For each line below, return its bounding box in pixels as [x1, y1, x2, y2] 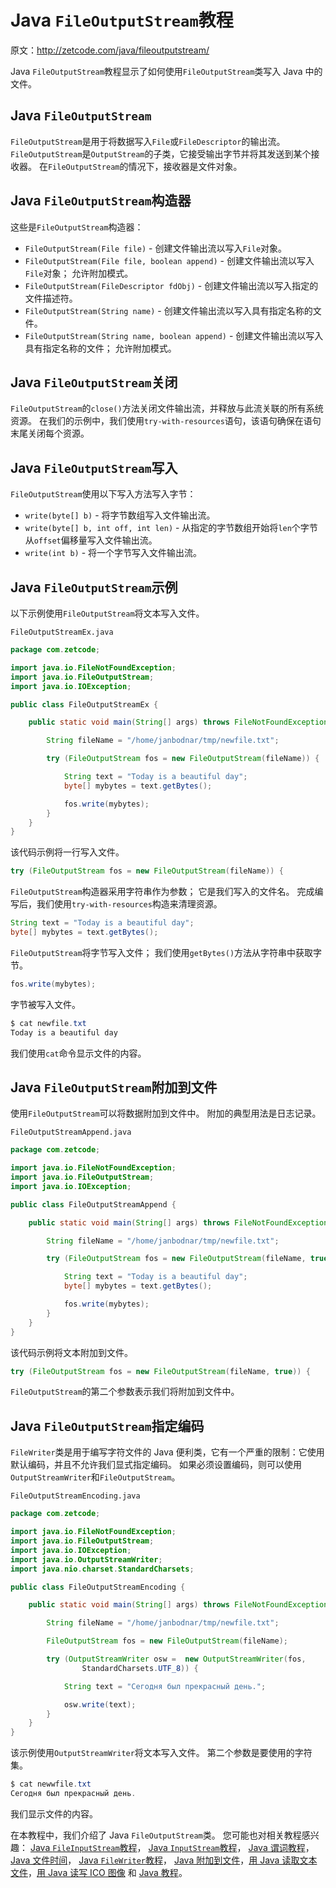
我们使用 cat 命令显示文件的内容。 [10, 1047, 147, 1059]
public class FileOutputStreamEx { [10, 699, 159, 710]
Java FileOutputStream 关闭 [10, 374, 178, 391]
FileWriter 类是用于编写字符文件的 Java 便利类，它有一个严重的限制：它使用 [10, 1446, 325, 1458]
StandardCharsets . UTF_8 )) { [81, 1663, 199, 1673]
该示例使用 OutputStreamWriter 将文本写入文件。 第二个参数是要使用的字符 [10, 1747, 313, 1759]
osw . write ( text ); [63, 1699, 137, 1710]
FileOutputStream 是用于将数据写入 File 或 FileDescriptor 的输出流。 [10, 135, 286, 147]
